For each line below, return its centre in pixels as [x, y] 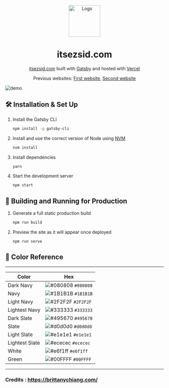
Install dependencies [34, 157]
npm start [23, 185]
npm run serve [27, 241]
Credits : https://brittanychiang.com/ [52, 379]
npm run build [27, 223]
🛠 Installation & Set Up [41, 105]
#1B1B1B [84, 294]
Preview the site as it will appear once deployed [62, 232]
